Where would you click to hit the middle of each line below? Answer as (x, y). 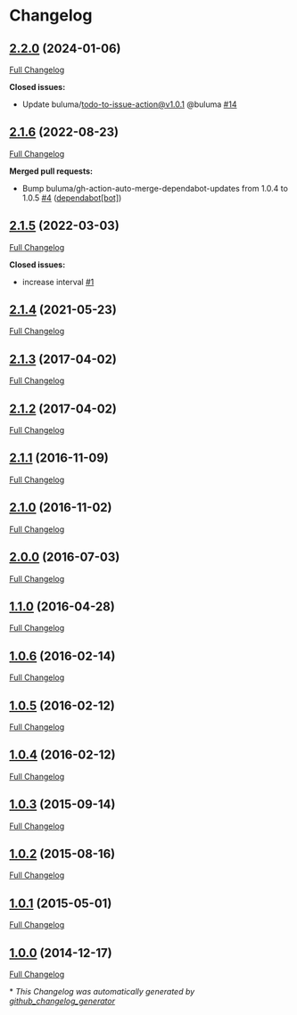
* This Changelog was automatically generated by (102, 991)
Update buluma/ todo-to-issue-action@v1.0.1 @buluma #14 (129, 104)
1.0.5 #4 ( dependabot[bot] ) (72, 198)
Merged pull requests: (51, 171)
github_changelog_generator (62, 1001)
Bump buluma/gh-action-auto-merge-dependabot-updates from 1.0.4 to (155, 188)
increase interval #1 (58, 282)
